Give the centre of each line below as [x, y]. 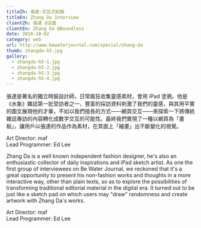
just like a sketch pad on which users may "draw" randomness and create [97, 194]
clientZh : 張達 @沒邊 [31, 23]
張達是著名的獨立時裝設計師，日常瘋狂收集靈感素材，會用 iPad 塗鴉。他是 [97, 96]
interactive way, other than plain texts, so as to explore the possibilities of [97, 182]
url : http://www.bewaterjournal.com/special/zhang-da [75, 45]
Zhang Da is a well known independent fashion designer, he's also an [92, 156]
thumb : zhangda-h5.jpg [34, 51]
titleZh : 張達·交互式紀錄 [35, 12]
